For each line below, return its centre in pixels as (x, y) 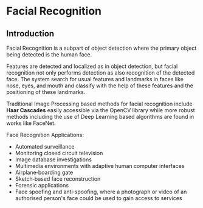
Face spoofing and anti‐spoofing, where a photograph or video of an (101, 192)
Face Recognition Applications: (45, 135)
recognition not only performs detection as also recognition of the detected (101, 73)
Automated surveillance (45, 146)
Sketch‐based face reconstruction (58, 179)
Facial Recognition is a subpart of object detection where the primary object (101, 48)
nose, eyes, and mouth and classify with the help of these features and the (100, 86)
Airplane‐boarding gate (44, 172)
